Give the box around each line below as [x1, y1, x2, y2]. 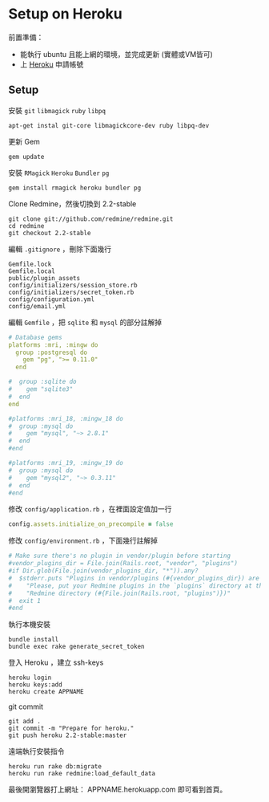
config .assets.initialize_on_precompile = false [8, 520, 174, 528]
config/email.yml [8, 302, 66, 310]
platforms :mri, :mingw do [8, 340, 98, 349]
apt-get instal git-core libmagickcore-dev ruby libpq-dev [8, 121, 210, 129]
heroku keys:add [8, 681, 62, 689]
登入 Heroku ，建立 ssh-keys [8, 657, 104, 667]
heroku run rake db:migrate [8, 763, 102, 771]
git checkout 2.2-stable [8, 229, 91, 237]
